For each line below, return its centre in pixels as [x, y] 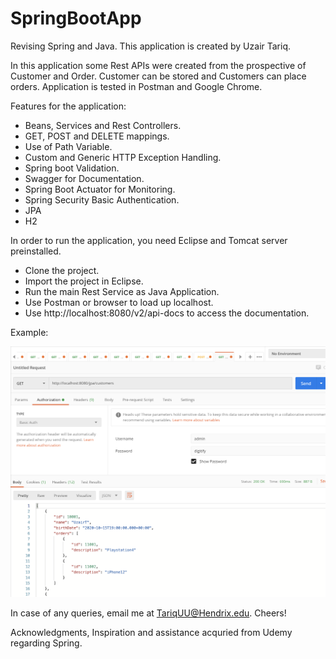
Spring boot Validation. [72, 168]
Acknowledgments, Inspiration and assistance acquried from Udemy [151, 633]
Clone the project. [62, 270]
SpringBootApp [76, 18]
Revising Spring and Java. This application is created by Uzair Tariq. [151, 46]
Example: [29, 332]
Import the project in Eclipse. [84, 281]
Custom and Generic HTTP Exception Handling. [123, 157]
